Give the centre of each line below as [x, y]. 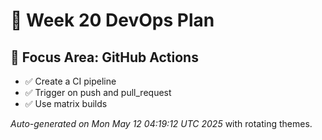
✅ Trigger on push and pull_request [98, 92]
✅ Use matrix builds [66, 103]
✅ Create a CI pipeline [70, 81]
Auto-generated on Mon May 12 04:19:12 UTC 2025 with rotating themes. [161, 123]
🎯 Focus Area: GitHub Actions [104, 57]
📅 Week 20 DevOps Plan [112, 20]
